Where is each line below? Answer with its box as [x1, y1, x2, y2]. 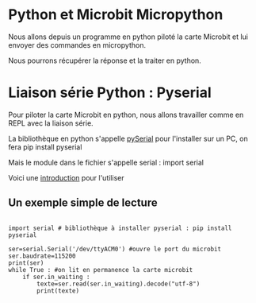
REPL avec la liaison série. [8, 118, 94, 128]
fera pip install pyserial [8, 142, 82, 152]
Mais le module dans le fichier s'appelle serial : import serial [8, 157, 204, 167]
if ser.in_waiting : [22, 273, 90, 281]
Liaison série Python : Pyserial [8, 84, 212, 102]
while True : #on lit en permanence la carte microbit [8, 266, 193, 274]
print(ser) [8, 258, 44, 267]
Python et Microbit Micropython [8, 6, 224, 24]
